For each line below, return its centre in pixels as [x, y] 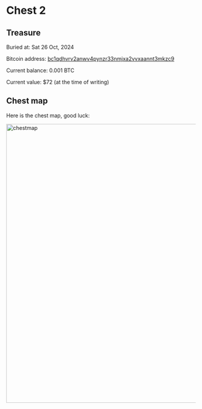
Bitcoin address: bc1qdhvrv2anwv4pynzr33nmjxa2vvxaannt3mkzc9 [90, 59]
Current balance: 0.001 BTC [40, 70]
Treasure [23, 33]
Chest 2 [26, 11]
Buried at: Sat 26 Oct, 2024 [40, 47]
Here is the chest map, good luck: [48, 115]
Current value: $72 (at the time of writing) [58, 82]
